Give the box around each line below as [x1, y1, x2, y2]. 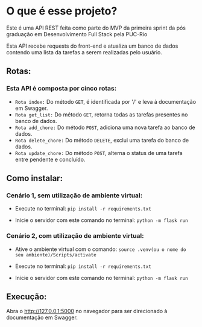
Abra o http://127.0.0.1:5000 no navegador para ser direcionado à [6, 308, 168, 315]
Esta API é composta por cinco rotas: [6, 84, 117, 93]
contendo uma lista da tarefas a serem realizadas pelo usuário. [6, 48, 163, 56]
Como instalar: [6, 173, 63, 183]
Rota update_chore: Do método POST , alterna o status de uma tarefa [14, 149, 183, 156]
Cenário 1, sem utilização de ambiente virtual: [6, 191, 143, 200]
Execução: [6, 291, 47, 302]
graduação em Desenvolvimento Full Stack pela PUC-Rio [6, 30, 148, 37]
